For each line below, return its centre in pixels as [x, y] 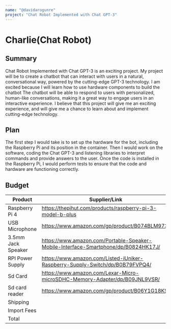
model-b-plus [59, 215]
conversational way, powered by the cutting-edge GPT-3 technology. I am [83, 81]
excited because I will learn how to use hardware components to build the [83, 87]
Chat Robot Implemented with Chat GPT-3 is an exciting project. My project [84, 71]
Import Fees [22, 311]
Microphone [22, 229]
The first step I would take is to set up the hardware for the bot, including [82, 142]
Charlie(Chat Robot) [48, 40]
